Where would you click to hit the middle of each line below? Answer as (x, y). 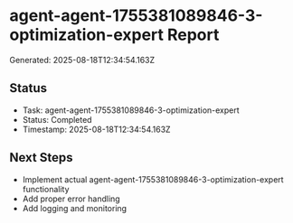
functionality (46, 189)
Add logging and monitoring (75, 208)
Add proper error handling (71, 199)
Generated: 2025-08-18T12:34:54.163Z (82, 60)
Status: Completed (57, 119)
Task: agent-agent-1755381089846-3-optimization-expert (131, 110)
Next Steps (41, 158)
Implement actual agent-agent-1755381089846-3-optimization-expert (153, 179)
